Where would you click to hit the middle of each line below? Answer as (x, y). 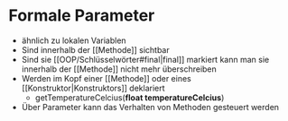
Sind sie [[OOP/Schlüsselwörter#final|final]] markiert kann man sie (145, 59)
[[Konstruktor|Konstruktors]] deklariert (93, 88)
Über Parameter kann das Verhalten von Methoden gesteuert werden (150, 107)
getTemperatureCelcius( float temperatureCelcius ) (130, 97)
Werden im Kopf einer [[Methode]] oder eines (106, 78)
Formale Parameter (82, 16)
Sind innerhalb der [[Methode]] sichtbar (95, 49)
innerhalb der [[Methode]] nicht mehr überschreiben (119, 69)
